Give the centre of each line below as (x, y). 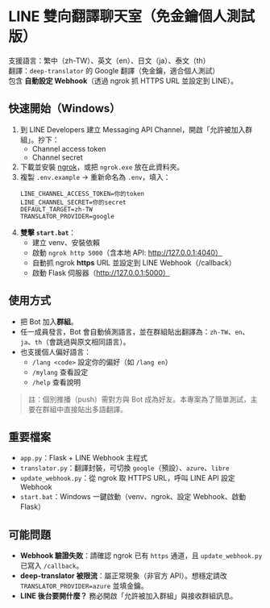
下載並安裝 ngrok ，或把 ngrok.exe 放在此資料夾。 (102, 167)
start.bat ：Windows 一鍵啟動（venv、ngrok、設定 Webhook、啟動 (133, 497)
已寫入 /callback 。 (52, 566)
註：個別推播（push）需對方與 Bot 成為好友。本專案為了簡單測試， (139, 399)
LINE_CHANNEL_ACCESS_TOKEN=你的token (82, 194)
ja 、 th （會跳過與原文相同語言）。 (75, 341)
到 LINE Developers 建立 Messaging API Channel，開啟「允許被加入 (133, 129)
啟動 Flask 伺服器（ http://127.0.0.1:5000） (101, 273)
